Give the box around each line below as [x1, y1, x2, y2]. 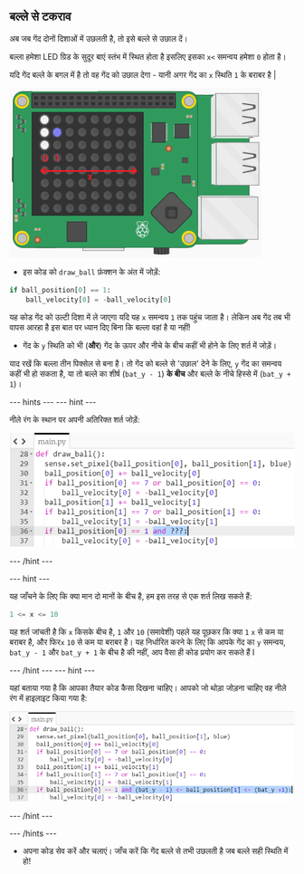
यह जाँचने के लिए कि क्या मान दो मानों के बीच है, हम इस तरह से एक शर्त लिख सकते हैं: [9, 591, 252, 602]
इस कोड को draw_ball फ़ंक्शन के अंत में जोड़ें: [22, 266, 161, 277]
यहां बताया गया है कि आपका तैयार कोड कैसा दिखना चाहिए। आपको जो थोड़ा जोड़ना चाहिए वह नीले [9, 683, 287, 694]
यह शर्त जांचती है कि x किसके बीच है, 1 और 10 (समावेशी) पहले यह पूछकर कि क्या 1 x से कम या [9, 627, 284, 638]
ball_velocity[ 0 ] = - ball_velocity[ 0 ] [25, 295, 172, 304]
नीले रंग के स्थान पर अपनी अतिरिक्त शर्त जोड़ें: [9, 414, 140, 425]
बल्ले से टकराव [9, 9, 71, 24]
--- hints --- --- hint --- [9, 396, 97, 408]
